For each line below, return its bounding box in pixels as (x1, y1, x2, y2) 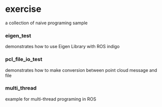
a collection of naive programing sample (5, 20, 88, 26)
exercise (5, 3, 41, 15)
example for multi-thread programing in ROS (5, 96, 96, 102)
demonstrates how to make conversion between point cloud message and (5, 67, 158, 73)
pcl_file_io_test (5, 56, 42, 63)
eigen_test (5, 32, 31, 39)
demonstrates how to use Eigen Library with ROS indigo (5, 44, 120, 50)
